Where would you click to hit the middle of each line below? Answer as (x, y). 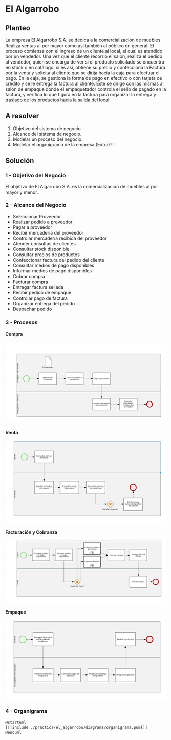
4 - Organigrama (26, 711)
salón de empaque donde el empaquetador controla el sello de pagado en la (86, 89)
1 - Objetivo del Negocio (36, 176)
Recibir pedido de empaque (42, 292)
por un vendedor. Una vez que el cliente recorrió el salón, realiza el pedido (84, 56)
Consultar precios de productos (46, 255)
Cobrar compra (29, 276)
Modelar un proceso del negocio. (48, 139)
